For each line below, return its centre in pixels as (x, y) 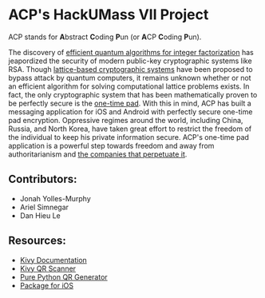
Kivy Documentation (53, 260)
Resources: (37, 241)
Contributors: (43, 179)
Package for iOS (47, 285)
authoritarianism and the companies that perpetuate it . (98, 154)
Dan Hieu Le (40, 215)
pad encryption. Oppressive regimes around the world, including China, (126, 120)
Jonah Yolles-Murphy (55, 198)
